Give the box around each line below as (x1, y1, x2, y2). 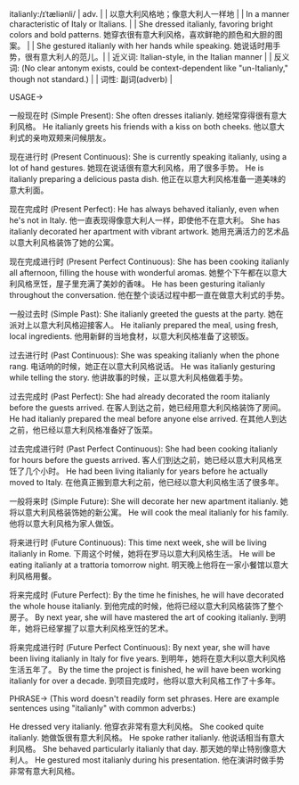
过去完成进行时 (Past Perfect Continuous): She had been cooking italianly (9, 443, 279, 454)
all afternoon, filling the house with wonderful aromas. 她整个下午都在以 (9, 268, 271, 277)
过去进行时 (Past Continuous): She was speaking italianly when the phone (9, 350, 280, 360)
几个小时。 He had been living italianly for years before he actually (24, 466, 269, 476)
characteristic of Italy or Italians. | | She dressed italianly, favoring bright (9, 19, 273, 29)
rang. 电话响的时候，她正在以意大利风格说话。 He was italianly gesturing (9, 361, 276, 371)
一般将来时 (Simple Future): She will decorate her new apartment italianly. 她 (9, 496, 289, 507)
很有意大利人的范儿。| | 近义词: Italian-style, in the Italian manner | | (24, 52, 272, 62)
